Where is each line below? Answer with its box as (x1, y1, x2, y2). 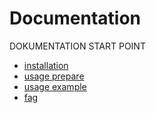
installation (23, 59, 69, 71)
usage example (23, 80, 87, 92)
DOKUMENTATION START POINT (9, 40, 146, 52)
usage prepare (23, 70, 85, 82)
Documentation (9, 7, 142, 30)
